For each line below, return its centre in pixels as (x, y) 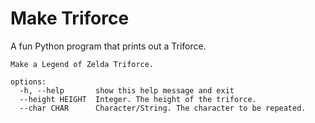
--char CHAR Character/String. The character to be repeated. (163, 108)
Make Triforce (70, 18)
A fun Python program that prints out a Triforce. (108, 46)
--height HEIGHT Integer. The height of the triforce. (138, 99)
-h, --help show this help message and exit (127, 90)
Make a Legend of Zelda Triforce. (82, 64)
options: (28, 82)
